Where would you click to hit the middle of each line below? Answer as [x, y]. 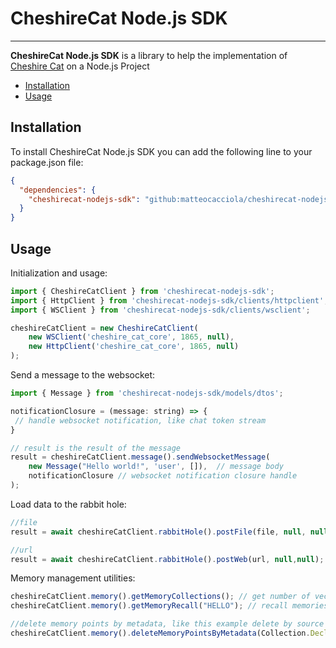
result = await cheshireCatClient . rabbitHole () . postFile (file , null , [158, 532]
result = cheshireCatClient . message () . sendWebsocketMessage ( [140, 457]
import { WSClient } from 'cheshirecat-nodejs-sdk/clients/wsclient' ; [160, 310]
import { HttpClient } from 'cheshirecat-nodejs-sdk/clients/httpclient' [167, 300]
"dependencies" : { [58, 190]
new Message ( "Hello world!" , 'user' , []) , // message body [156, 467]
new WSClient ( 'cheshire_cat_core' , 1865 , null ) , [131, 337]
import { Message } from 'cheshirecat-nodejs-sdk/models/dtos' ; [147, 393]
